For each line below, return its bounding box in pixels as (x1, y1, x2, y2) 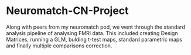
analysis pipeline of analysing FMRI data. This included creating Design (6, 29, 178, 36)
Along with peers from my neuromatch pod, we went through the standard (6, 23, 186, 30)
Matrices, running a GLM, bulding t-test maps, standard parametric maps (6, 36, 183, 43)
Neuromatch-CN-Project (6, 4, 129, 18)
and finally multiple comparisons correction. (6, 42, 112, 49)
